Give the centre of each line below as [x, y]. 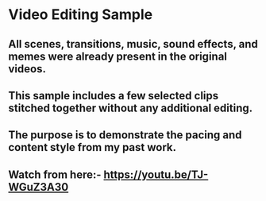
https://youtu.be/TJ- [156, 174]
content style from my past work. [93, 147]
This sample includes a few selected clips [114, 96]
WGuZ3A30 [39, 187]
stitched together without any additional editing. [130, 108]
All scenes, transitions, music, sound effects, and [133, 44]
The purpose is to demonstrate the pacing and [125, 135]
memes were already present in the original [118, 56]
